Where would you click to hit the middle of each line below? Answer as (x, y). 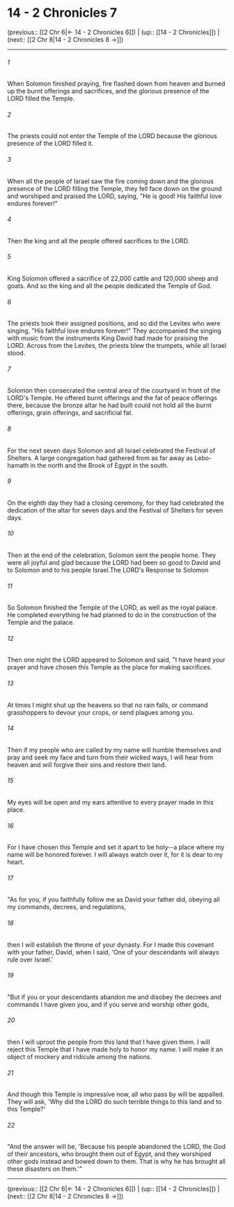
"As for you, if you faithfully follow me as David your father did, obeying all (114, 899)
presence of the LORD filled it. (50, 144)
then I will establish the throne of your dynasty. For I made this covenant (111, 944)
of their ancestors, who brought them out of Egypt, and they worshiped (109, 1154)
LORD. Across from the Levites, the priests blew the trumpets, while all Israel (117, 346)
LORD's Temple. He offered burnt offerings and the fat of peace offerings (112, 398)
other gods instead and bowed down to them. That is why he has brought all (117, 1162)
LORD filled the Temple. (41, 98)
